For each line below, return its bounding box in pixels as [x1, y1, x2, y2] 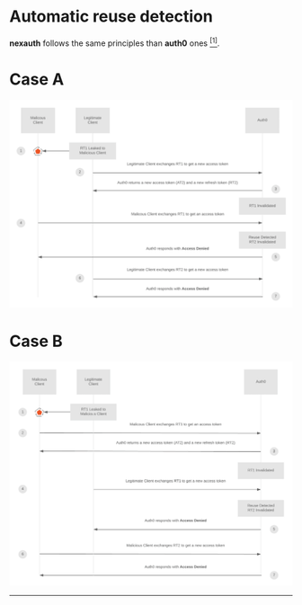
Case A [9, 69, 65, 89]
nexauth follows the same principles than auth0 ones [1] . [9, 36, 220, 49]
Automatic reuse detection [9, 6, 213, 27]
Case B [9, 331, 63, 351]
